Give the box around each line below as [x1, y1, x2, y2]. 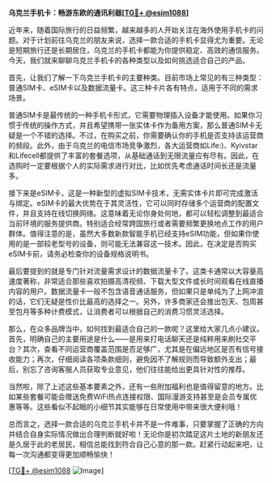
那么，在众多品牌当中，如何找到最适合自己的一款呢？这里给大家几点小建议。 [8, 324, 264, 333]
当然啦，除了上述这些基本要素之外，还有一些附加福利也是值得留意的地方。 [8, 382, 257, 391]
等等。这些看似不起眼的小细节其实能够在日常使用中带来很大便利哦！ [15, 402, 243, 412]
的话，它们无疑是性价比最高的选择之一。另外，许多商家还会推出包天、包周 [8, 297, 257, 306]
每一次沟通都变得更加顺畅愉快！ [8, 450, 115, 459]
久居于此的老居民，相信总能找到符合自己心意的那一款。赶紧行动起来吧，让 [15, 439, 264, 449]
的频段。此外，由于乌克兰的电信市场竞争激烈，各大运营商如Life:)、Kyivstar [8, 141, 258, 150]
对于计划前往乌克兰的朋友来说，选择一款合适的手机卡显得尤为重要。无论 [22, 36, 264, 45]
